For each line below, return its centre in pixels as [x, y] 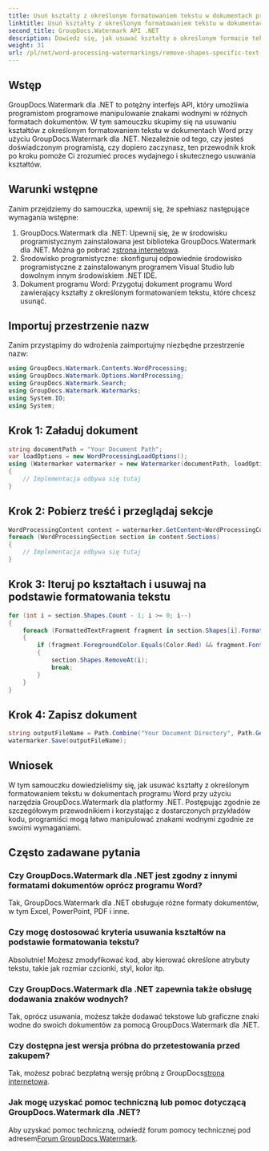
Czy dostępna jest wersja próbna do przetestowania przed [124, 1045]
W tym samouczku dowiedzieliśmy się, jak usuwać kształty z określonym [129, 785]
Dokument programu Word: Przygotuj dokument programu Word [126, 284]
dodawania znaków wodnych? [68, 999]
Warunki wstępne [53, 189]
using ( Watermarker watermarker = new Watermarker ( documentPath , [119, 464]
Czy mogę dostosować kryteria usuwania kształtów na [117, 932]
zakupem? [29, 1056]
